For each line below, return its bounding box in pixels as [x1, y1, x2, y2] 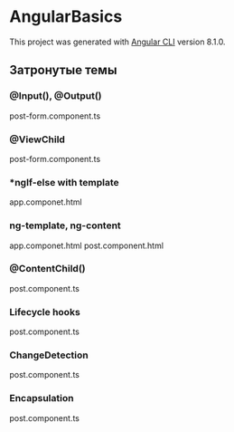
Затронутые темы [9, 62, 117, 78]
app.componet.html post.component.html [9, 240, 164, 251]
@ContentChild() [9, 263, 86, 275]
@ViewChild [9, 133, 66, 146]
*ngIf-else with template [9, 176, 119, 188]
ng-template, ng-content [9, 219, 122, 232]
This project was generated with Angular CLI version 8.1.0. [9, 36, 226, 47]
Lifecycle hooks [9, 305, 81, 318]
